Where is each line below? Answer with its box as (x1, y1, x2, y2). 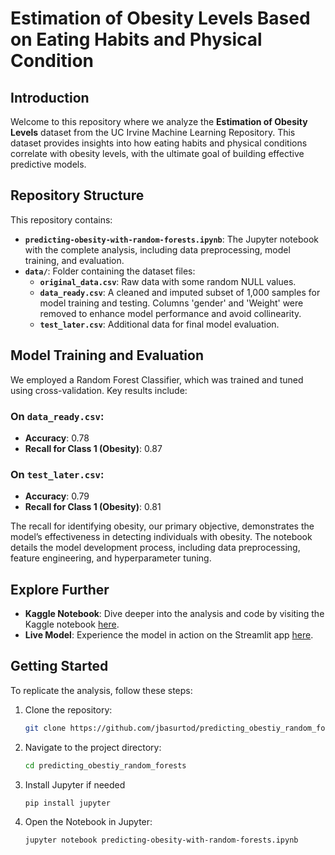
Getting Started (10, 658, 109, 675)
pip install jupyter (24, 798, 111, 808)
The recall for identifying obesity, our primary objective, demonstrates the (10, 520, 315, 532)
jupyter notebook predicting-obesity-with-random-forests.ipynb (24, 835, 299, 846)
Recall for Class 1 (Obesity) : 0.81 (24, 501, 162, 513)
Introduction (10, 89, 90, 106)
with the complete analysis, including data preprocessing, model (24, 243, 291, 256)
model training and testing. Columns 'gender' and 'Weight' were (39, 297, 304, 309)
